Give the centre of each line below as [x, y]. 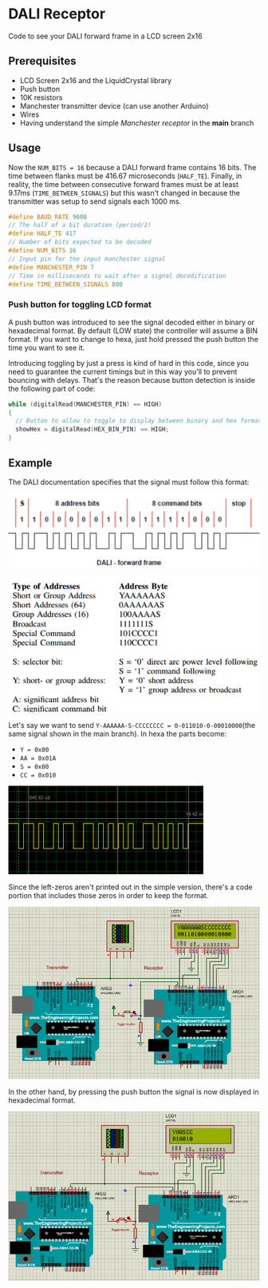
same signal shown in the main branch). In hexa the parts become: [118, 734]
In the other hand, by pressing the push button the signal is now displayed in [134, 1092]
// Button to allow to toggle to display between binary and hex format [139, 421]
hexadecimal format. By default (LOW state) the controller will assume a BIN [133, 330]
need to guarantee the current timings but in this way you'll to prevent [123, 372]
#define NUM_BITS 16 [43, 251]
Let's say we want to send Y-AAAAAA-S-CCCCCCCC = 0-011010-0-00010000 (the [132, 725]
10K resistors [41, 97]
